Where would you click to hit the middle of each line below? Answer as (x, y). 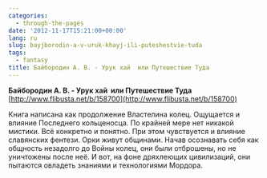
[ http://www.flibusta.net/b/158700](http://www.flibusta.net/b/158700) (123, 99)
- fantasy (32, 61)
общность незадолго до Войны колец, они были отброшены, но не (122, 148)
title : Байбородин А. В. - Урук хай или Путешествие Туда (109, 68)
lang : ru (23, 38)
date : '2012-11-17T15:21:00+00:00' (68, 30)
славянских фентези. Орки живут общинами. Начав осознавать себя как (133, 140)
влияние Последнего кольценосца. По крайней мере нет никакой (121, 123)
